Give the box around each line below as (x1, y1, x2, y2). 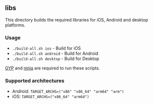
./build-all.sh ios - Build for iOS (12, 45, 81, 51)
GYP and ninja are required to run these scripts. (5, 65, 101, 71)
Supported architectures (5, 78, 65, 84)
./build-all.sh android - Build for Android (12, 51, 99, 57)
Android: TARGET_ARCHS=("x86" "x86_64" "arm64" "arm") (12, 88, 124, 94)
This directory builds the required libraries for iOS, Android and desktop (5, 17, 148, 22)
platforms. (5, 22, 26, 28)
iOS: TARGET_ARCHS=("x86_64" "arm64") (12, 94, 89, 100)
